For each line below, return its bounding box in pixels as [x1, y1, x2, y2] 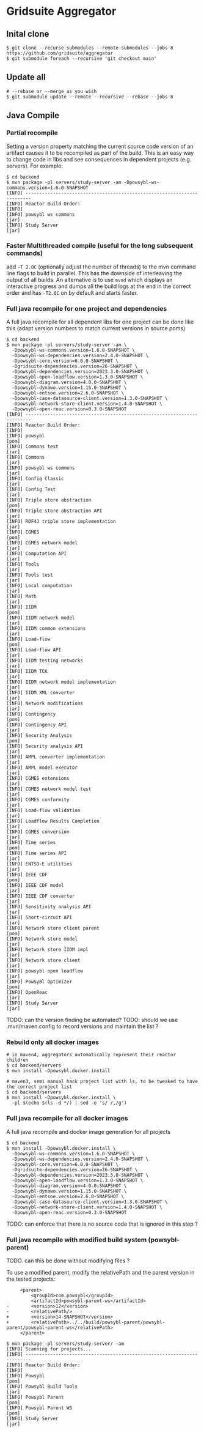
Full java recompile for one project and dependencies [6, 304, 167, 313]
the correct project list [6, 1084, 72, 1090]
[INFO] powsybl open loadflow [6, 968, 84, 974]
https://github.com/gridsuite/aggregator [6, 50, 114, 56]
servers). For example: [6, 162, 63, 169]
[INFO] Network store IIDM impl [6, 947, 89, 953]
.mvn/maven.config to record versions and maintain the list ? [6, 1023, 159, 1030]
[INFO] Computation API [6, 550, 67, 557]
